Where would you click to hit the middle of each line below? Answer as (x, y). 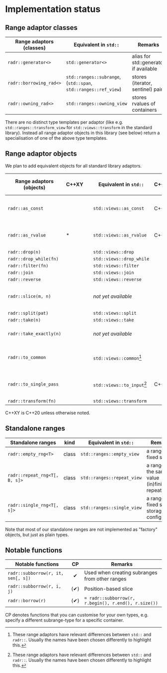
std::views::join (114, 272)
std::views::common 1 (118, 357)
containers (144, 110)
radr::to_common (27, 357)
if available (145, 69)
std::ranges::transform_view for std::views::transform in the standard (79, 127)
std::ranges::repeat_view (111, 478)
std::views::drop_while (121, 259)
